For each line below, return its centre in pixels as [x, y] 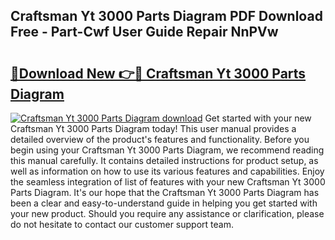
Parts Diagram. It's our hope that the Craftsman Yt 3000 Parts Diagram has [165, 192]
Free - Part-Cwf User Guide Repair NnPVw [144, 32]
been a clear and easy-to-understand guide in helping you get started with [164, 203]
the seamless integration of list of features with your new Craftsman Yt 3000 [168, 182]
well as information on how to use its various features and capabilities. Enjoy [167, 171]
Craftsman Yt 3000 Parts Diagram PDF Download [166, 16]
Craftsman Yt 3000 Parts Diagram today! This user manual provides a [153, 128]
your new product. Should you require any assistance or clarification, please [167, 213]
